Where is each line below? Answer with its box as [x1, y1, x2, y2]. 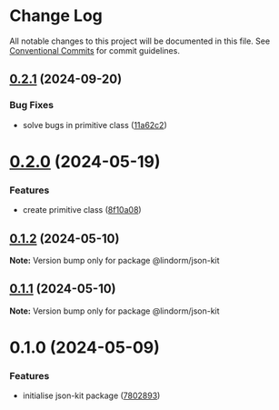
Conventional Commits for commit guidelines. [9, 45, 180, 55]
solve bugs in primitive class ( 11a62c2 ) [22, 119, 167, 130]
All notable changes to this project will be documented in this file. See [9, 35, 271, 46]
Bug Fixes [9, 99, 55, 112]
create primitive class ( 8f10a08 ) [22, 205, 143, 215]
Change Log [9, 5, 103, 26]
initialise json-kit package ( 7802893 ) [22, 390, 161, 401]
